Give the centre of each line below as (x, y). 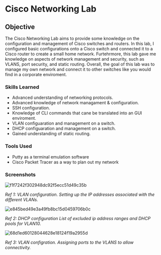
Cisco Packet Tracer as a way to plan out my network (65, 162)
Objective (20, 27)
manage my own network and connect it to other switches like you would (78, 69)
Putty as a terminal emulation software (50, 157)
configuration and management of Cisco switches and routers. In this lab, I (80, 44)
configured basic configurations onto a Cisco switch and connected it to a (79, 49)
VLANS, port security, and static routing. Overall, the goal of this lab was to (80, 64)
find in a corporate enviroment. (36, 74)
